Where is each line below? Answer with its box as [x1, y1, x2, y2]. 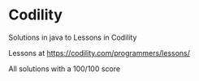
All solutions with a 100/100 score [8, 63, 120, 74]
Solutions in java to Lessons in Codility [8, 32, 137, 42]
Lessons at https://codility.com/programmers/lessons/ [8, 48, 191, 58]
